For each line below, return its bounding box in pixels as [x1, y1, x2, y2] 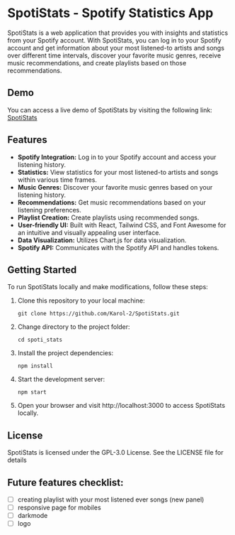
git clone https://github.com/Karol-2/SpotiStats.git [17, 310, 180, 318]
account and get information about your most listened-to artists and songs [7, 43, 225, 52]
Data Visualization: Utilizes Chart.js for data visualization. [17, 236, 187, 244]
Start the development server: [17, 375, 105, 384]
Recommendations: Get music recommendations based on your [17, 198, 207, 207]
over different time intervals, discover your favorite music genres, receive [7, 51, 222, 60]
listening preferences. [17, 205, 81, 214]
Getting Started [7, 264, 77, 276]
